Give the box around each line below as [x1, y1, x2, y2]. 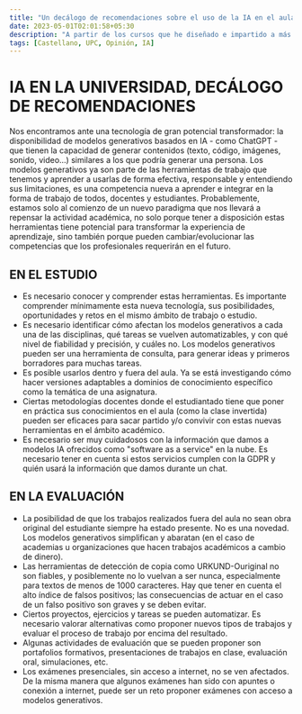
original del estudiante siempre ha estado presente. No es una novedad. [22, 522, 289, 533]
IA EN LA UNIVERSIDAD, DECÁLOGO [9, 77, 284, 97]
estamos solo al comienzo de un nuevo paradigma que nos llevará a [9, 203, 262, 213]
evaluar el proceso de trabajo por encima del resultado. [22, 628, 228, 638]
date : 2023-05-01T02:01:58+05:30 [9, 22, 135, 31]
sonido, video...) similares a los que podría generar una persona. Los [9, 155, 263, 166]
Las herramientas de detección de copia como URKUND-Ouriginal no [22, 560, 280, 572]
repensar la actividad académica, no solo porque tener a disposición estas [9, 212, 285, 223]
